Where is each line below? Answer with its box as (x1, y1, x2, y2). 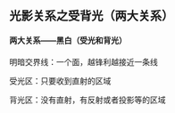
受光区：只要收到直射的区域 (9, 75, 112, 86)
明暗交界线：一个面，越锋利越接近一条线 (9, 56, 158, 67)
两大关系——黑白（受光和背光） (9, 35, 127, 45)
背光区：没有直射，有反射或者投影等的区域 (9, 94, 166, 105)
